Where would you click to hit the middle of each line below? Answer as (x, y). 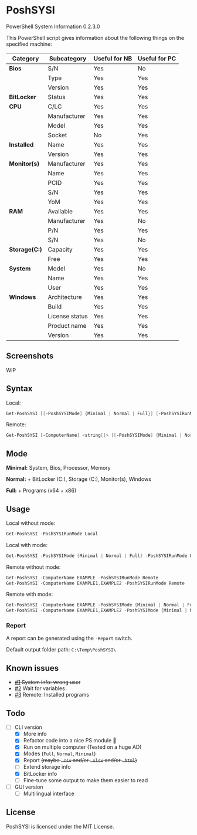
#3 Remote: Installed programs (52, 695)
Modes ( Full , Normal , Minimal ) (60, 753)
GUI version (29, 787)
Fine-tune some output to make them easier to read (86, 780)
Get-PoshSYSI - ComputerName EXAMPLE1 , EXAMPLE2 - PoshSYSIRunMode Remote (95, 583)
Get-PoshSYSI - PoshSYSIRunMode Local (52, 534)
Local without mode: (31, 523)
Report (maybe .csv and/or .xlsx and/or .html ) (80, 761)
